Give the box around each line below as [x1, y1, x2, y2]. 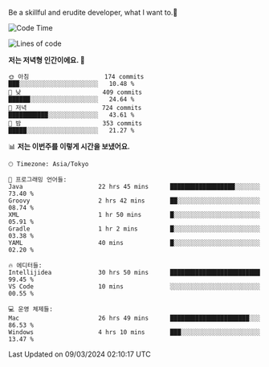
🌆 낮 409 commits [8, 88, 143, 96]
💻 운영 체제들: [8, 305, 54, 313]
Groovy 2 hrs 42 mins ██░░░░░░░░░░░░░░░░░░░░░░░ [8, 197, 261, 205]
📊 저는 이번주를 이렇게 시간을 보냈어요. [8, 141, 131, 151]
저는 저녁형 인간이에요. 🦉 [8, 55, 86, 64]
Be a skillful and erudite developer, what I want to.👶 [8, 8, 178, 17]
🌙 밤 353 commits [8, 120, 143, 128]
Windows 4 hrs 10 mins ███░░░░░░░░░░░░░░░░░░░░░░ [8, 328, 261, 336]
